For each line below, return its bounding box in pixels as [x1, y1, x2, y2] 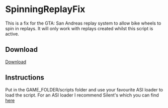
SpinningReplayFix [5, 4, 86, 15]
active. [5, 31, 19, 37]
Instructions [5, 73, 44, 82]
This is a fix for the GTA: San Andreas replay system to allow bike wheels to [5, 20, 161, 26]
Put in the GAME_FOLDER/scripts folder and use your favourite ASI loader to [5, 86, 163, 92]
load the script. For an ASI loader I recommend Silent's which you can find [5, 92, 159, 98]
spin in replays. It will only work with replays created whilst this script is [5, 25, 153, 31]
